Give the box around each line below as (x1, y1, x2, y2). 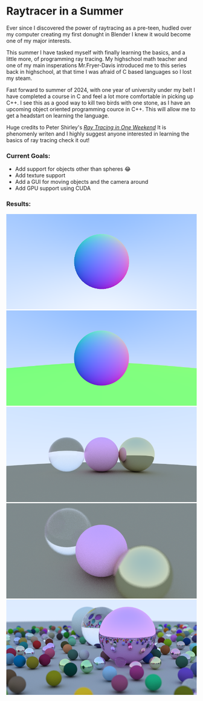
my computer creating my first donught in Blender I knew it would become (6, 30, 192, 37)
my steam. (6, 74, 33, 82)
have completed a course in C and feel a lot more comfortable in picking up (6, 93, 194, 100)
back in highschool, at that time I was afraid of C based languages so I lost (6, 68, 192, 75)
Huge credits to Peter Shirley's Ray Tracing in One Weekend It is (6, 123, 167, 131)
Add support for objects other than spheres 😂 (14, 165, 131, 173)
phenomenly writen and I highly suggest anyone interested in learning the (6, 130, 190, 137)
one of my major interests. (6, 37, 71, 44)
